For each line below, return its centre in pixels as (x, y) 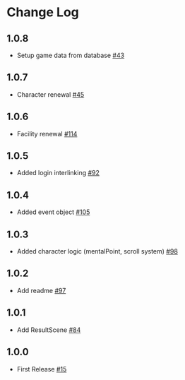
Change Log (43, 12)
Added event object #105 (53, 212)
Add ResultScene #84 (49, 330)
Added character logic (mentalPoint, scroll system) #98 (97, 251)
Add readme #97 (41, 290)
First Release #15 (42, 369)
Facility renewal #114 (47, 133)
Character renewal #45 (50, 94)
